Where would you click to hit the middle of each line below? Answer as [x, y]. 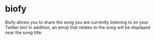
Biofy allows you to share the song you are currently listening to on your [77, 22]
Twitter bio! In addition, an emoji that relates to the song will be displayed [78, 27]
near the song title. [24, 32]
